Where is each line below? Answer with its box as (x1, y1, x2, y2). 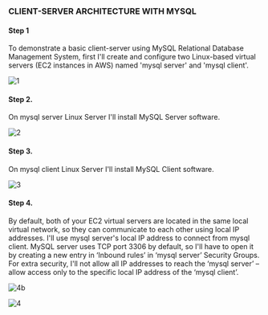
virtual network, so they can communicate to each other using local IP (8, 224, 240, 234)
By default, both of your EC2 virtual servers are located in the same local (8, 215, 249, 226)
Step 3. (8, 146, 34, 156)
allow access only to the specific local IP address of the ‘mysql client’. (8, 267, 239, 276)
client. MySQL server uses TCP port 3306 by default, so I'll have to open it (8, 241, 254, 251)
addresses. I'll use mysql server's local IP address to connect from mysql (8, 233, 250, 243)
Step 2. (8, 94, 34, 104)
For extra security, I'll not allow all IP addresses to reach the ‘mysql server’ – (8, 259, 260, 268)
